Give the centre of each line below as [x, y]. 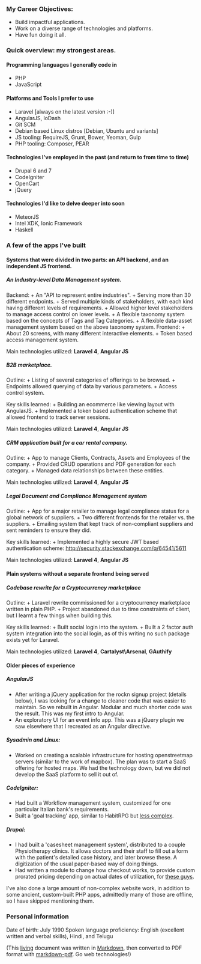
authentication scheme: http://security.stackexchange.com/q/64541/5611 [96, 548]
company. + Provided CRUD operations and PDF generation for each [91, 464]
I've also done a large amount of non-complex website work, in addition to [98, 888]
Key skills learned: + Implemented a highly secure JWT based [82, 542]
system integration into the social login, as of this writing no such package [98, 633]
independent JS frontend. [39, 266]
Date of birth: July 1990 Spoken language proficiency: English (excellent [95, 930]
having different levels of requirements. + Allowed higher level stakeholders [100, 308]
